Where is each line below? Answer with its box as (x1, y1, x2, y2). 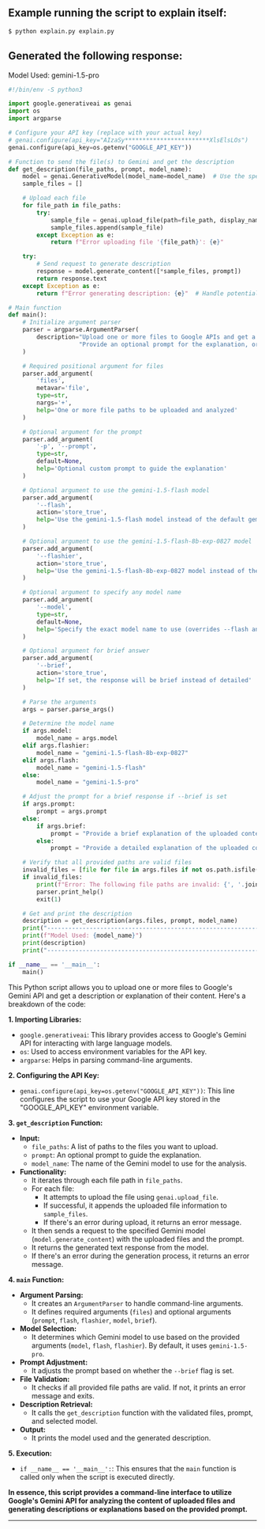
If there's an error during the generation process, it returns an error (31, 1250, 250, 1261)
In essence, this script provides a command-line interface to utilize (8, 1487, 233, 1497)
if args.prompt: (22, 800, 77, 808)
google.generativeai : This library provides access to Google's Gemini (19, 1030, 247, 1039)
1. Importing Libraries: (8, 1015, 82, 1024)
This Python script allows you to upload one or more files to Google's (8, 982, 233, 992)
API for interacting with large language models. (19, 1038, 173, 1048)
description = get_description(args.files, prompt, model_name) (22, 917, 238, 925)
